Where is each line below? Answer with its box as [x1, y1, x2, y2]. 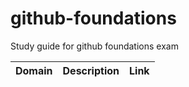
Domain [15, 63, 53, 77]
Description [62, 63, 120, 77]
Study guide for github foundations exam [10, 40, 179, 52]
